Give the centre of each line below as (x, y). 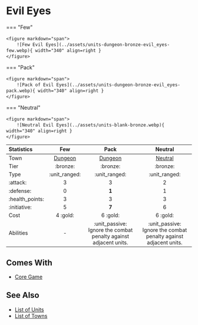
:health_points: (26, 199)
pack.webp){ (21, 91)
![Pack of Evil (35, 85)
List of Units (29, 309)
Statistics (21, 149)
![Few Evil (30, 45)
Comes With (29, 263)
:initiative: (20, 207)
